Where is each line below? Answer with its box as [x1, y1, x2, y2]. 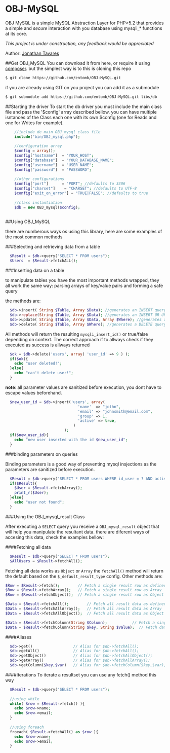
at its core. [5, 30, 28, 37]
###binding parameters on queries [5, 451, 78, 457]
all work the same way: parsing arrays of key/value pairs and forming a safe [5, 282, 163, 289]
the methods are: [5, 298, 41, 304]
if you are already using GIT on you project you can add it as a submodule [5, 84, 159, 90]
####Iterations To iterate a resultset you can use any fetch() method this [5, 671, 157, 677]
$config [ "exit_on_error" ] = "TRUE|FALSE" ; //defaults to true [14, 191, 148, 196]
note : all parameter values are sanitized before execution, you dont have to [5, 384, 162, 390]
